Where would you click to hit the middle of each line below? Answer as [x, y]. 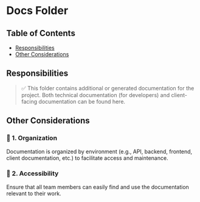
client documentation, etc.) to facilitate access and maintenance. [87, 158]
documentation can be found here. [82, 101]
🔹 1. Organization [32, 138]
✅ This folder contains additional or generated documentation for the [108, 88]
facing [29, 101]
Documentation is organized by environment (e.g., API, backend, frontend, [99, 151]
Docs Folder [37, 11]
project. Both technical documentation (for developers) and [95, 95]
